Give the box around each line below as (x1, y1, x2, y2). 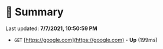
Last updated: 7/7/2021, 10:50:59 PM (5, 25, 98, 32)
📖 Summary (5, 5, 64, 19)
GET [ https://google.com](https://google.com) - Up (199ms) (14, 36, 158, 43)
